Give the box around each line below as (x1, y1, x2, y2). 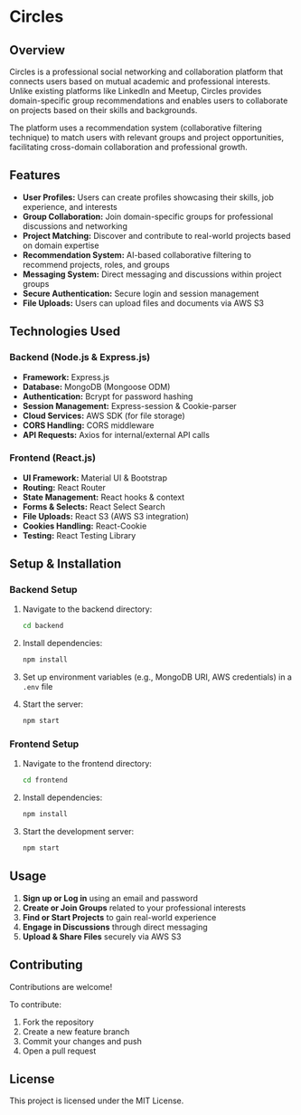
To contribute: (9, 998, 61, 1010)
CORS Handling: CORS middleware (22, 419, 155, 431)
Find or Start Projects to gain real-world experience (22, 911, 217, 922)
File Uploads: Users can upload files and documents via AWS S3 (22, 297, 265, 309)
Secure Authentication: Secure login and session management (22, 288, 259, 299)
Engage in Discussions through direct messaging (22, 921, 208, 932)
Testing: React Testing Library (22, 529, 136, 540)
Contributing (9, 958, 83, 973)
